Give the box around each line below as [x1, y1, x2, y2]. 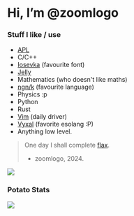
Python [17, 98, 38, 106]
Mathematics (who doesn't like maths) [17, 75, 128, 84]
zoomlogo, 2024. [34, 154, 84, 163]
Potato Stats [7, 185, 50, 195]
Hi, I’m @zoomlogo [7, 5, 119, 21]
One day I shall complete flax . [24, 141, 110, 150]
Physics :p [17, 90, 47, 99]
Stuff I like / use [7, 30, 61, 40]
